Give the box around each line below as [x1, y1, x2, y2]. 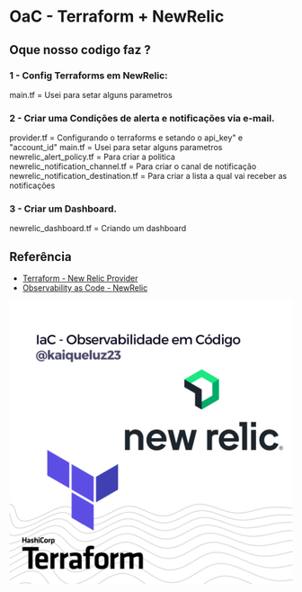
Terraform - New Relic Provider [22, 273, 138, 284]
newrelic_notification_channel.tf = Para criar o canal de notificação [9, 161, 257, 172]
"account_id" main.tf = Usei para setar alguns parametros [9, 142, 223, 153]
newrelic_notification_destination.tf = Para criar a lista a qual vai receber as [9, 171, 288, 182]
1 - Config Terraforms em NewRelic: [9, 69, 168, 82]
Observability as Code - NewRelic [22, 283, 148, 293]
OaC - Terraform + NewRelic [9, 6, 225, 27]
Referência [9, 249, 72, 265]
